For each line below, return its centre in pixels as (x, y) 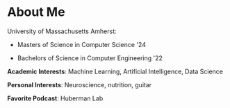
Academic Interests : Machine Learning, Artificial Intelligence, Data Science (115, 71)
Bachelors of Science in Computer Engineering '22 (90, 58)
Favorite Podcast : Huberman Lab (55, 98)
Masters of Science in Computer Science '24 (81, 44)
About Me (36, 12)
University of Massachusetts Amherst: (62, 31)
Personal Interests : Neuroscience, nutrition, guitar (80, 84)
